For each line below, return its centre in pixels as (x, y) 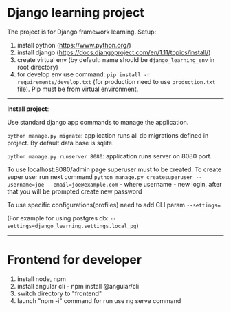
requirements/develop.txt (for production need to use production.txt (116, 81)
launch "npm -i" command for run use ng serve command (99, 300)
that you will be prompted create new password (75, 191)
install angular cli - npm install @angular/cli (78, 286)
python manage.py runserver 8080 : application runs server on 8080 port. (109, 156)
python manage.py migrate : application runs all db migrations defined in (108, 135)
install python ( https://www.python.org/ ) (74, 45)
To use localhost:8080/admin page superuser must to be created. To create (114, 169)
